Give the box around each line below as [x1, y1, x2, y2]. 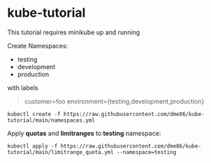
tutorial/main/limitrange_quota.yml [7, 148, 114, 155]
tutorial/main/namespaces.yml [7, 117, 96, 124]
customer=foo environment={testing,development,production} [24, 97, 205, 106]
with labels [7, 83, 38, 92]
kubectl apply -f [7, 142, 58, 150]
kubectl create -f [7, 111, 61, 118]
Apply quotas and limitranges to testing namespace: [7, 129, 161, 137]
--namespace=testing [116, 148, 177, 155]
